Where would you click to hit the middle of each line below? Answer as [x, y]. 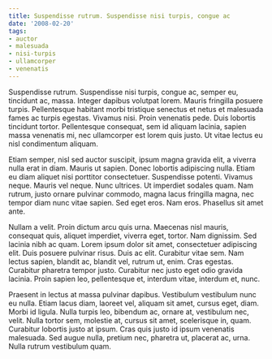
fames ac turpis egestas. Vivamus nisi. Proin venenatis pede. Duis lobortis [132, 118]
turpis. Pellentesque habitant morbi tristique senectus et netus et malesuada [136, 109]
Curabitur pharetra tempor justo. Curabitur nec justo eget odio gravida [126, 270]
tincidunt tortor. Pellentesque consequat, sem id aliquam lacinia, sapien [127, 126]
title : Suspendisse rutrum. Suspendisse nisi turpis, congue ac [119, 16]
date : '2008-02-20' [41, 24]
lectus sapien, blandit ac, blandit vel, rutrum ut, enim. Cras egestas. [121, 262]
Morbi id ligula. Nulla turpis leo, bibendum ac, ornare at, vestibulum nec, [129, 311]
